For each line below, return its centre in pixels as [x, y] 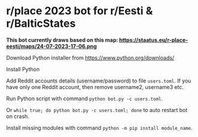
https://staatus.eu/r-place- [154, 40]
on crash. [18, 116]
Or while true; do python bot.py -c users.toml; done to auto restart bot [97, 110]
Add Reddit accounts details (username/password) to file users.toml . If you [99, 81]
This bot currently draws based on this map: [62, 40]
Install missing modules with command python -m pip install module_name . [99, 128]
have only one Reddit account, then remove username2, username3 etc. [95, 87]
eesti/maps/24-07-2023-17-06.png [52, 46]
